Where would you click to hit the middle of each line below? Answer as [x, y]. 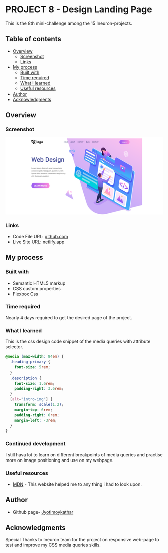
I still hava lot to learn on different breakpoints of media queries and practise [84, 455]
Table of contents [33, 39]
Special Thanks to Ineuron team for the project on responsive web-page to [82, 540]
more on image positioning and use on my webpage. [59, 460]
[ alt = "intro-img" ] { [31, 399]
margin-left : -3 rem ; [36, 420]
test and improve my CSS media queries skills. [53, 545]
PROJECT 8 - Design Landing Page [79, 9]
